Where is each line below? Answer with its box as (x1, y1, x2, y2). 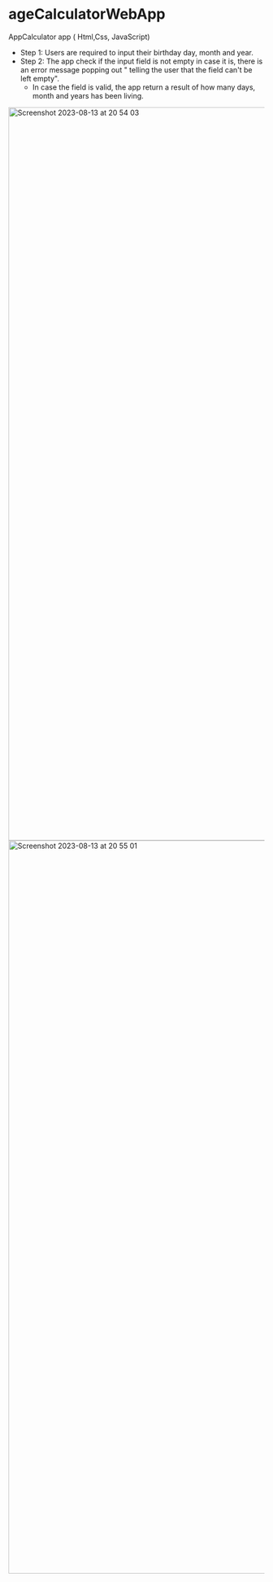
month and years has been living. (32, 90, 144, 100)
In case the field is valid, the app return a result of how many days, (32, 82, 256, 92)
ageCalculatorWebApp (8, 5, 166, 24)
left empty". (19, 73, 59, 83)
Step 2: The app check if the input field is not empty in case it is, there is (19, 56, 263, 66)
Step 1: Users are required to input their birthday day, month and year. (19, 47, 254, 57)
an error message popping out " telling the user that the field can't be (19, 64, 253, 74)
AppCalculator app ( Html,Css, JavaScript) (8, 32, 150, 42)
